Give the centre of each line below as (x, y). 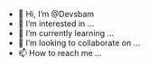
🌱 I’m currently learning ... (66, 33)
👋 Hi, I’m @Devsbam (56, 14)
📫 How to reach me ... (60, 53)
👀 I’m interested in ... (56, 24)
